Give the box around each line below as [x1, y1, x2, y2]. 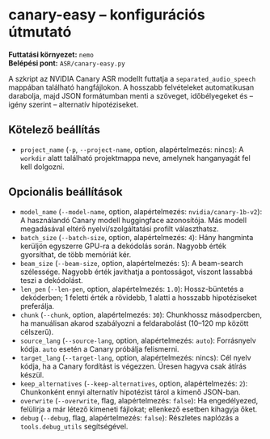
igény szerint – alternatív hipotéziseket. [8, 99, 139, 109]
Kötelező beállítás [8, 123, 101, 137]
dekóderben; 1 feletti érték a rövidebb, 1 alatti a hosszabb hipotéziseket [19, 293, 257, 302]
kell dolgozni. [19, 162, 65, 171]
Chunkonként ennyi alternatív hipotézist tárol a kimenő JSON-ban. [19, 386, 241, 397]
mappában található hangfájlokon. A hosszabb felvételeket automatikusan [8, 82, 255, 92]
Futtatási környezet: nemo [8, 49, 95, 59]
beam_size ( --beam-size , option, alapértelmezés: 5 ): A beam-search [19, 258, 244, 268]
